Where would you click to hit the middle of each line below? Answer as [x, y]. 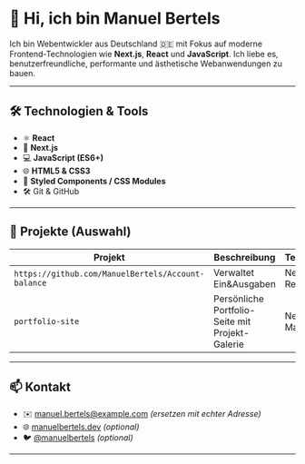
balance [30, 282]
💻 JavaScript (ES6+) [63, 157]
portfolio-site [47, 321]
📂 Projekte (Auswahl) [70, 232]
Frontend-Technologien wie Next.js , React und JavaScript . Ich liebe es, [144, 54]
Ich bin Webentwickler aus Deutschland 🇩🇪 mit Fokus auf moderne [136, 44]
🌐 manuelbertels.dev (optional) [81, 427]
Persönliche [239, 299]
